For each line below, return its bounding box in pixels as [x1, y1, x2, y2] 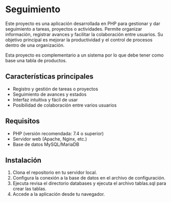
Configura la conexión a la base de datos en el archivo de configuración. [12, 175, 166, 181]
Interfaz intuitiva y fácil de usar [12, 96, 78, 103]
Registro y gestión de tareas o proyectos [12, 86, 99, 92]
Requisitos [5, 117, 40, 125]
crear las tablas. [12, 186, 47, 192]
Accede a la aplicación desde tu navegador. [12, 191, 105, 197]
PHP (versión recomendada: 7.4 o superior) [12, 130, 104, 136]
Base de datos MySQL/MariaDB [12, 141, 80, 147]
